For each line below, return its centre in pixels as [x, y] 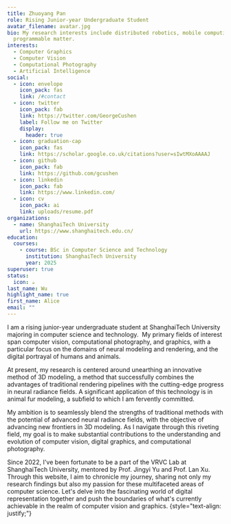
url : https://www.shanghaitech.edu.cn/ [77, 231]
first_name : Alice [33, 301]
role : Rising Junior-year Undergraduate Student [78, 20]
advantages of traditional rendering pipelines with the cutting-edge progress [115, 384]
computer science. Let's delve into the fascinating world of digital [100, 491]
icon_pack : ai [40, 206]
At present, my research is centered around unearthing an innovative [104, 369]
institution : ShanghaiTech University [81, 256]
